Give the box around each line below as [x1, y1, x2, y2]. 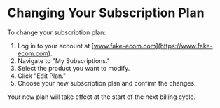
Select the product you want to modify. [17, 64, 130, 72]
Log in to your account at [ [17, 41, 95, 50]
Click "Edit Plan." [17, 72, 67, 80]
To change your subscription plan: [7, 28, 106, 36]
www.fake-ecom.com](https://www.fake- [93, 41, 213, 50]
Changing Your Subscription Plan [7, 5, 205, 21]
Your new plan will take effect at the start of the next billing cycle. [7, 93, 196, 101]
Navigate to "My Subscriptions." [17, 56, 111, 65]
